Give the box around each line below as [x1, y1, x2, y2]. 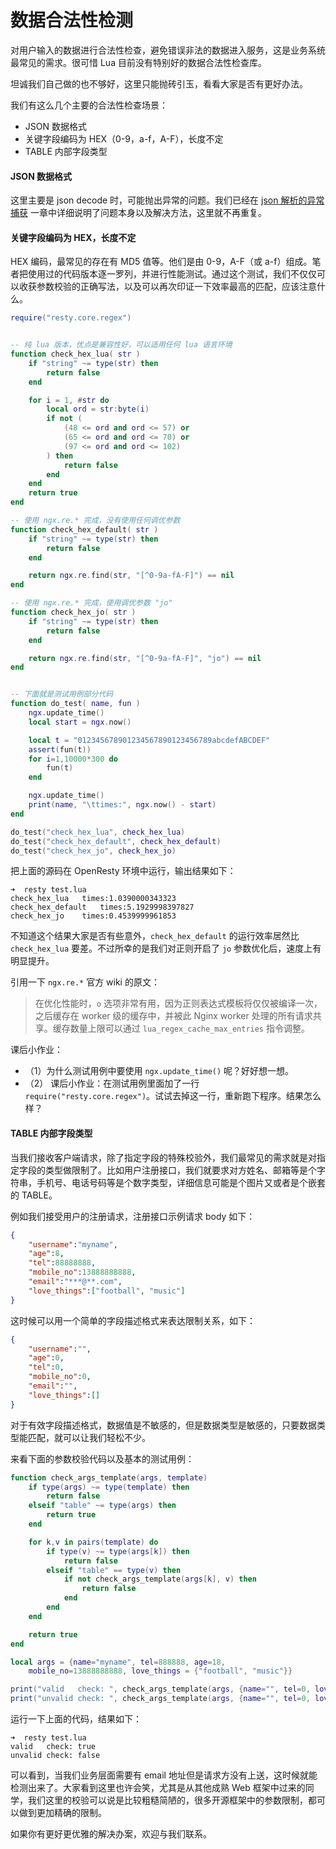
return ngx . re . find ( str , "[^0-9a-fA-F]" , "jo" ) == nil [28, 653, 262, 663]
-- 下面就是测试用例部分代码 [10, 689, 114, 700]
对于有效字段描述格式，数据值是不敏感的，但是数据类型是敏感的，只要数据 [10, 1419, 317, 1431]
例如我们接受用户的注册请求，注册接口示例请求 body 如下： [10, 1210, 256, 1222]
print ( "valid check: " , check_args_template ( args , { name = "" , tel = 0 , [10, 1684, 311, 1695]
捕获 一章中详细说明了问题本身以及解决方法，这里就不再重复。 [10, 207, 267, 219]
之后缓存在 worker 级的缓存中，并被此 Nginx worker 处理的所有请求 [34, 1010, 313, 1022]
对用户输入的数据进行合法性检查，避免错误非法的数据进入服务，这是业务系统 [10, 44, 326, 56]
